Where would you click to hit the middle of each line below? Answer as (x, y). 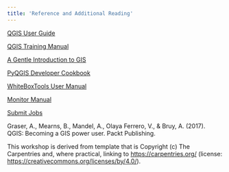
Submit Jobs (25, 112)
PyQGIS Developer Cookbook (49, 73)
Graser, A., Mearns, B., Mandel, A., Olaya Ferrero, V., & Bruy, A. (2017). (106, 126)
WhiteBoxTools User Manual (47, 86)
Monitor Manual (29, 99)
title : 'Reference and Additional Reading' (70, 13)
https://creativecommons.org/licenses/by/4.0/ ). (74, 161)
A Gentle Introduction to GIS (47, 60)
